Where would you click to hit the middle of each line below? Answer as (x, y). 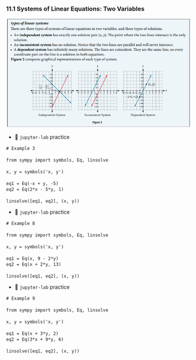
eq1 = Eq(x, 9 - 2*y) (32, 259)
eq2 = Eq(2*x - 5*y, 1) (35, 190)
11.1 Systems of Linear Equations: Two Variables (75, 9)
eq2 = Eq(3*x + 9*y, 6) (35, 340)
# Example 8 (20, 224)
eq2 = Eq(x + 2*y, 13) (34, 265)
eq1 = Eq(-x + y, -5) (32, 184)
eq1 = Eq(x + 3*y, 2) (32, 334)
